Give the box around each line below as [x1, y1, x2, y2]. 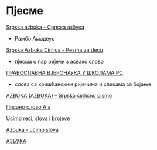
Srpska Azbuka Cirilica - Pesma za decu [6, 46, 104, 54]
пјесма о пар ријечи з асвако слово [14, 58, 104, 65]
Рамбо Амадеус [14, 35, 55, 42]
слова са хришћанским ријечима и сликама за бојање [14, 81, 152, 88]
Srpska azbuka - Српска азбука [6, 24, 85, 31]
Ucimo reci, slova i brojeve [6, 115, 70, 122]
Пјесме [6, 4, 44, 18]
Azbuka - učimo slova [6, 126, 59, 133]
